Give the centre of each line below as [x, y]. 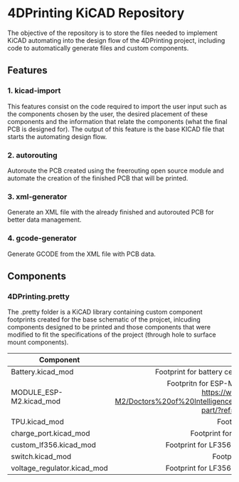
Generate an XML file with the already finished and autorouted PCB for [111, 212]
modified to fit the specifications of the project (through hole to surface [112, 335]
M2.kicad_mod [36, 401]
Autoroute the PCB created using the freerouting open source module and [116, 170]
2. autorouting [33, 155]
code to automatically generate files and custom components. [98, 48]
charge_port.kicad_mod [51, 434]
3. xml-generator [37, 196]
